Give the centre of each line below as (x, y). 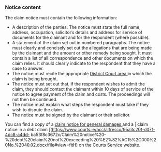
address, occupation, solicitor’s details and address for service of (77, 33)
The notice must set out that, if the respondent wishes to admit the (78, 84)
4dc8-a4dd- (17, 135)
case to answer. (28, 68)
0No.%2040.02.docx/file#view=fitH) (42, 145)
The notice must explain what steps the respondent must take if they (80, 105)
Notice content (23, 7)
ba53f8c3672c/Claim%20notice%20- (68, 135)
